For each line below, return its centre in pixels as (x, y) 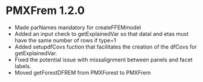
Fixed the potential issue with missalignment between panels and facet (103, 60)
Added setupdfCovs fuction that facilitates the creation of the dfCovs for (106, 47)
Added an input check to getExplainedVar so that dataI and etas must (101, 33)
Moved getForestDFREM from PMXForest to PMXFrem (83, 72)
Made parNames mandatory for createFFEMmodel (78, 27)
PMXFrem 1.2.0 (45, 11)
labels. (23, 66)
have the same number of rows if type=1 (65, 40)
